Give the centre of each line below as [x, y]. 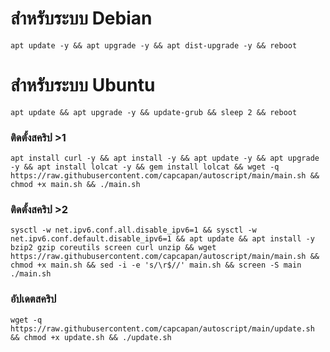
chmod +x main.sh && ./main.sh [75, 185]
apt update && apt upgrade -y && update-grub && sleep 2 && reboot [154, 112]
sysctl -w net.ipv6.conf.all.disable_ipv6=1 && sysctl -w [133, 230]
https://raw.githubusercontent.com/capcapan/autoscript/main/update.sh [162, 328]
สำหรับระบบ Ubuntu [83, 85]
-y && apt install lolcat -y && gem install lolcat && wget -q [145, 167]
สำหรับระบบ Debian [81, 18]
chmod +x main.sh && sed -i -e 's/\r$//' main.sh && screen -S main [156, 265]
